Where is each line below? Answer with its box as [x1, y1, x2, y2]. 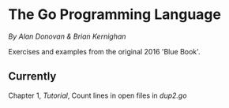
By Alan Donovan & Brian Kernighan [8, 32, 126, 41]
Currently [8, 69, 57, 84]
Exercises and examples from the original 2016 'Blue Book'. [8, 47, 201, 56]
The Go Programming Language [8, 6, 221, 24]
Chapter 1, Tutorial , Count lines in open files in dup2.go [8, 91, 187, 100]
